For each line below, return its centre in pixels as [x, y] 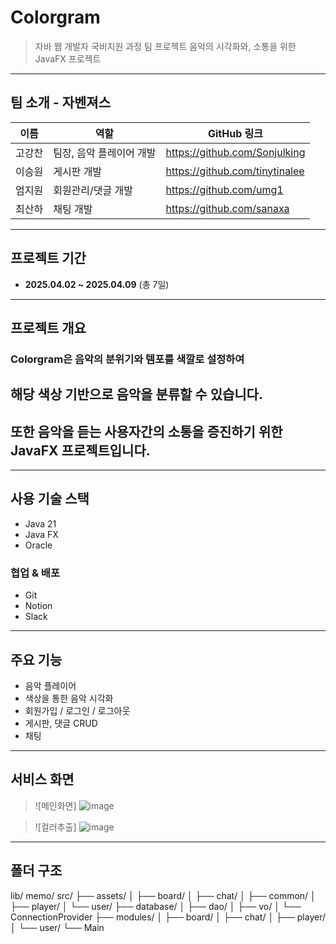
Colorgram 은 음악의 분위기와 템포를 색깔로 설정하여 [127, 359]
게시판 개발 [78, 171]
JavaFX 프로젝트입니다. [80, 450]
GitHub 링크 [235, 133]
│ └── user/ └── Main [57, 927]
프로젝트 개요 [48, 327]
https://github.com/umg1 [224, 189]
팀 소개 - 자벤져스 [60, 102]
